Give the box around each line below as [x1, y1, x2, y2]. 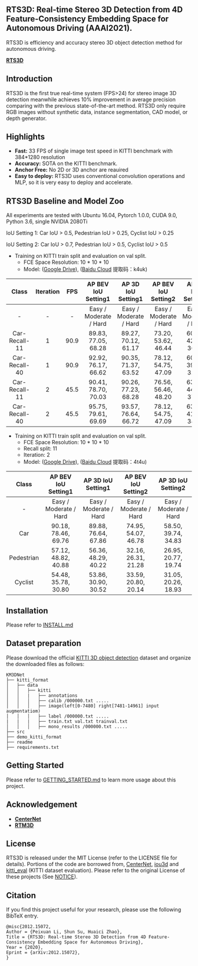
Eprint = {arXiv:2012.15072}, [6, 949, 81, 956]
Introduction [6, 74, 53, 84]
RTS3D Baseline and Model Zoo [6, 196, 124, 206]
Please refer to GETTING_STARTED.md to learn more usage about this [6, 776, 176, 783]
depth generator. [6, 115, 47, 122]
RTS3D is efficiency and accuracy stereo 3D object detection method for [6, 38, 183, 46]
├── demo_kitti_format [6, 734, 62, 740]
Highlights [6, 132, 45, 142]
